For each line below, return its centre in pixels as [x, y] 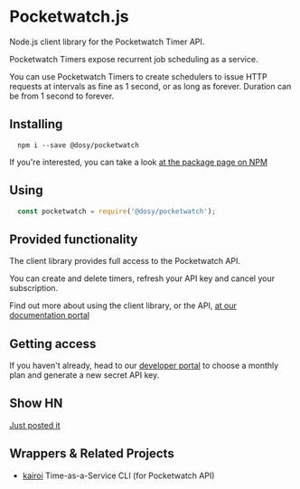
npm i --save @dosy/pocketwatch [79, 145]
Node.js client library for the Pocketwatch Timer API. [107, 42]
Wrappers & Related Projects [92, 454]
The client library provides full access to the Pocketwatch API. [125, 261]
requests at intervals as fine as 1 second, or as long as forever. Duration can [150, 86]
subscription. [34, 288]
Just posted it [35, 425]
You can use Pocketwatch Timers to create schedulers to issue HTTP [139, 76]
